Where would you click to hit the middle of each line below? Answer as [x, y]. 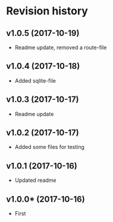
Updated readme [35, 180]
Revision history [47, 11]
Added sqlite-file [35, 80]
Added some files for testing [50, 147]
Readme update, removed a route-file [61, 47]
